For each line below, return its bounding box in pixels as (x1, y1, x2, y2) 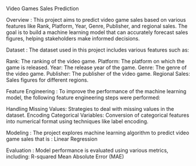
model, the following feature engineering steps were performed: (6, 94, 161, 101)
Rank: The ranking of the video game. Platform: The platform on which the (6, 58, 185, 65)
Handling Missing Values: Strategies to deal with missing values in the (6, 106, 174, 112)
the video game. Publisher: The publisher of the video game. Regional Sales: (6, 70, 190, 77)
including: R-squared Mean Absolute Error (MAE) (6, 153, 125, 160)
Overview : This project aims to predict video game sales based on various (6, 16, 186, 23)
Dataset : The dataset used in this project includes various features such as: (6, 46, 189, 53)
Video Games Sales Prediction (6, 5, 79, 12)
